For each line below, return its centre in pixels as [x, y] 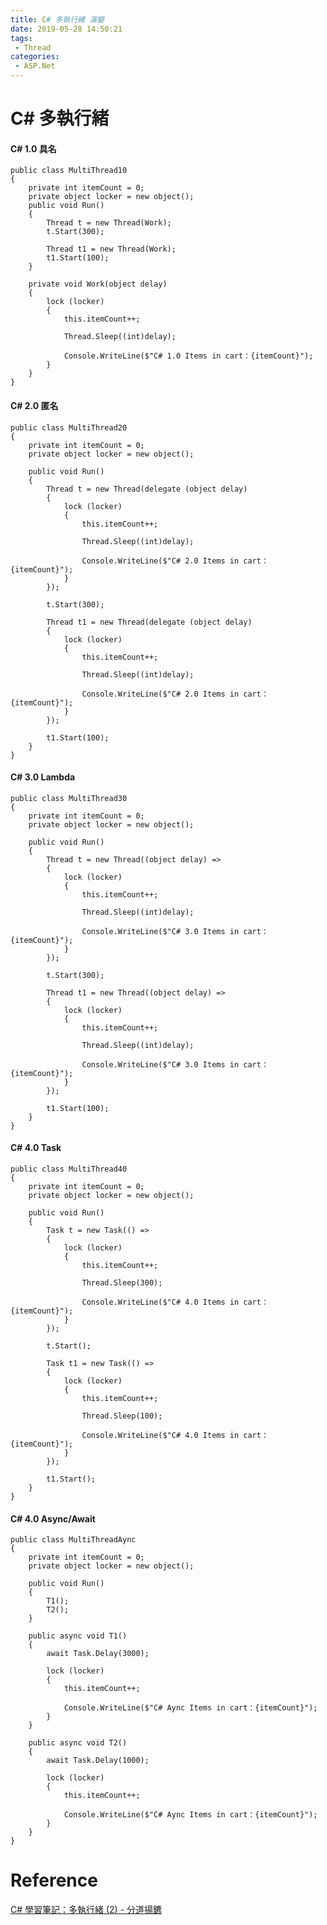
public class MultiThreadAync [73, 1540]
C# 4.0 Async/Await [53, 1518]
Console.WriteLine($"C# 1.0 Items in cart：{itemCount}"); [188, 356]
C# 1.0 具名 [33, 148]
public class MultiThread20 [69, 427]
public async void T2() [78, 1743]
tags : [21, 38]
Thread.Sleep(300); [122, 1283]
